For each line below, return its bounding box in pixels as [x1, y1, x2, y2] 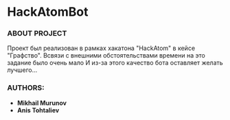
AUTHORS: [7, 83, 45, 93]
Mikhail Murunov [16, 99, 67, 107]
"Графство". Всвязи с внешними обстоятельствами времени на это [7, 51, 206, 60]
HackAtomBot [7, 4, 89, 20]
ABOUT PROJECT [7, 29, 67, 38]
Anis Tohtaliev [16, 106, 60, 114]
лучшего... [7, 66, 38, 74]
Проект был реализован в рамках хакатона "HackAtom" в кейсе [7, 44, 196, 52]
